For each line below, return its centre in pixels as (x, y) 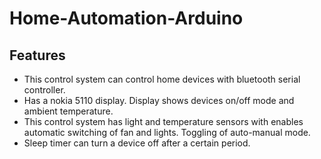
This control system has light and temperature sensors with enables (163, 121)
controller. (44, 90)
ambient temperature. (68, 111)
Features (37, 55)
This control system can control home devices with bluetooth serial (162, 79)
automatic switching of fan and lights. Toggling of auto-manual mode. (167, 132)
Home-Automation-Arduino (126, 18)
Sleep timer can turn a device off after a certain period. (137, 143)
